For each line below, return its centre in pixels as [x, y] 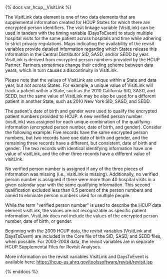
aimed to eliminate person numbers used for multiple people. [68, 195]
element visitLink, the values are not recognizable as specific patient [76, 211]
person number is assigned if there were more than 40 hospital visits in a [80, 179]
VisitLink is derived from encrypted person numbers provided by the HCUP [82, 59]
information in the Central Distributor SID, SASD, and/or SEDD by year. [77, 54]
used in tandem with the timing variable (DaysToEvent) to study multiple [79, 33]
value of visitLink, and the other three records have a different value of [78, 154]
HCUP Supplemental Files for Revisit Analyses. [53, 247]
